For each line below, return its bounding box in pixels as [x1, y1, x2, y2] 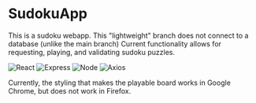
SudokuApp [8, 5, 88, 23]
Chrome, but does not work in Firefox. [8, 86, 132, 95]
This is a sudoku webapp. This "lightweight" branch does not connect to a [8, 31, 249, 40]
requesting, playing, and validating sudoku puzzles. [8, 47, 176, 57]
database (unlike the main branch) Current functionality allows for [8, 39, 222, 48]
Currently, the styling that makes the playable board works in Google [8, 78, 231, 87]
